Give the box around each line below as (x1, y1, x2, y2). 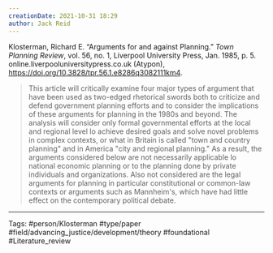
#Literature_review (8, 236, 71, 246)
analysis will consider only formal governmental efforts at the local (28, 118, 251, 127)
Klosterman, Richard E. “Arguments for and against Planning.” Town (8, 41, 234, 51)
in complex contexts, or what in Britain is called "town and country (28, 135, 250, 144)
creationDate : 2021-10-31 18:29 (8, 11, 118, 20)
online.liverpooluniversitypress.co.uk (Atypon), (8, 58, 165, 69)
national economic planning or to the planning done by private (28, 161, 237, 170)
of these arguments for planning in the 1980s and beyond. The (28, 109, 238, 118)
